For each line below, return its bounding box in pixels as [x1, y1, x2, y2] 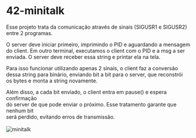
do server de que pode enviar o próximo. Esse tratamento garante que [6, 101, 177, 108]
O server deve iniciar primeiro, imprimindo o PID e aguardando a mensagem [6, 41, 190, 48]
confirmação [6, 95, 37, 102]
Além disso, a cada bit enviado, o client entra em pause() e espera [6, 88, 167, 95]
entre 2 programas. [6, 29, 53, 36]
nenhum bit [6, 107, 34, 114]
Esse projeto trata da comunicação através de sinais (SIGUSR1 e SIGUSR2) [6, 23, 187, 30]
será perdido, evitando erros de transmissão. [6, 113, 115, 120]
